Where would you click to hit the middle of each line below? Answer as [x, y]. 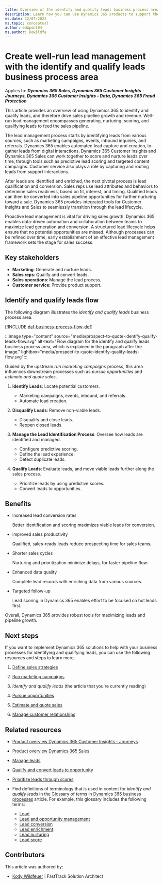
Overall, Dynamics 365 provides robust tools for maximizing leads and [75, 615]
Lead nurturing [34, 835]
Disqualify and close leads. [46, 419]
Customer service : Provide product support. [57, 285]
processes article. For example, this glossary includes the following [79, 799]
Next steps [22, 636]
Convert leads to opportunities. [50, 489]
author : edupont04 [24, 28]
